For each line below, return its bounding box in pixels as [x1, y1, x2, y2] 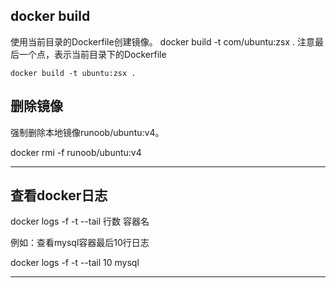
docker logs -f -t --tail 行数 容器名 [10, 215, 150, 228]
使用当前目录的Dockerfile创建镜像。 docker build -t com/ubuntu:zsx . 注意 [10, 35, 316, 48]
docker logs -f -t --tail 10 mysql [10, 257, 140, 269]
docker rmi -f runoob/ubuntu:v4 [10, 146, 142, 158]
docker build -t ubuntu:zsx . [10, 68, 137, 78]
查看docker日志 [10, 187, 108, 204]
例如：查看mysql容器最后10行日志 [10, 237, 150, 249]
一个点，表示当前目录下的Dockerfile [18, 48, 167, 60]
